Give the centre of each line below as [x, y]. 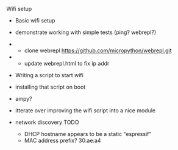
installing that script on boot [50, 87]
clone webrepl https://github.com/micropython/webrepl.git [98, 50]
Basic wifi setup [35, 20]
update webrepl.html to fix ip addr [67, 63]
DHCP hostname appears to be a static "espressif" [88, 134]
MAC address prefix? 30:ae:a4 [63, 140]
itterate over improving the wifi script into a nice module [85, 111]
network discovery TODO [47, 122]
